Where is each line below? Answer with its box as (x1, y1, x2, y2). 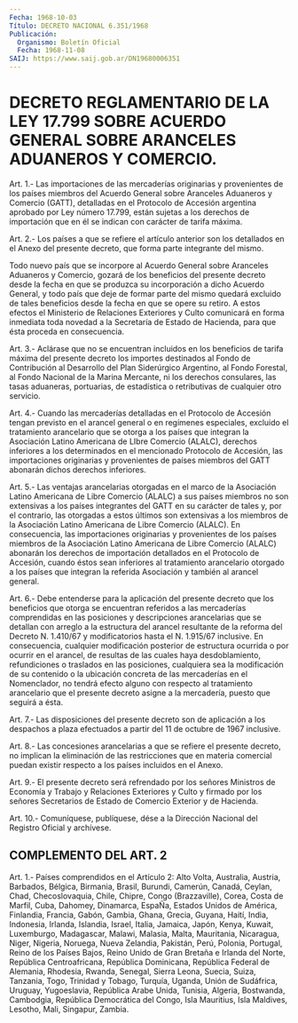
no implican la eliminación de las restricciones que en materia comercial (9, 749, 272, 760)
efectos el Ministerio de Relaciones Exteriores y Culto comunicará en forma (9, 307, 286, 318)
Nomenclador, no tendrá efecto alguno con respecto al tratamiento (9, 678, 253, 688)
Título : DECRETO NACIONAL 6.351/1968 (9, 21, 149, 30)
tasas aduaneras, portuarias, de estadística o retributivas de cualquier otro (9, 381, 282, 392)
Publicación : (9, 29, 58, 38)
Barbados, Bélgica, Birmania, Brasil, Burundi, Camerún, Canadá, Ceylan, (9, 881, 272, 892)
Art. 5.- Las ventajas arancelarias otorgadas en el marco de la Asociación (9, 481, 277, 492)
